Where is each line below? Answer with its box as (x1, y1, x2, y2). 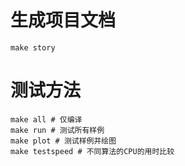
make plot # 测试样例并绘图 (10, 136, 117, 146)
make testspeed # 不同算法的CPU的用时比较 (10, 146, 175, 156)
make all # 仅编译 (10, 114, 83, 125)
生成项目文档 (10, 9, 117, 32)
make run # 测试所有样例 (10, 125, 105, 135)
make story (10, 42, 56, 53)
